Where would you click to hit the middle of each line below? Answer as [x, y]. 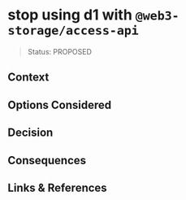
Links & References [57, 187]
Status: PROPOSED [60, 51]
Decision [30, 133]
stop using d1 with [70, 15]
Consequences [47, 160]
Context [28, 78]
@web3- [157, 16]
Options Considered [59, 104]
